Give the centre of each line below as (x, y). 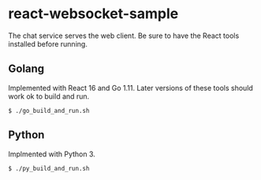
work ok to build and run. (49, 96)
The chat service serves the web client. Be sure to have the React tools (124, 36)
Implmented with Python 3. (52, 154)
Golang (26, 69)
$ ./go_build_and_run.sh (49, 111)
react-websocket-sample (93, 14)
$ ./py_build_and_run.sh (49, 168)
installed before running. (48, 43)
